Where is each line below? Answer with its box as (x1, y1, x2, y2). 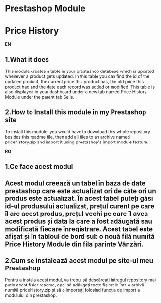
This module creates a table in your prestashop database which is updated (5, 68, 154, 74)
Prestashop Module (5, 3, 86, 14)
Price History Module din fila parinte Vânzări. (5, 240, 144, 248)
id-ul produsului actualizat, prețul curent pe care (5, 202, 155, 210)
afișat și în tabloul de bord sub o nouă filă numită (5, 232, 155, 241)
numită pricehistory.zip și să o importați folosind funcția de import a (5, 287, 140, 293)
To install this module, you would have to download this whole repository (5, 128, 150, 134)
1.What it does (5, 55, 49, 64)
